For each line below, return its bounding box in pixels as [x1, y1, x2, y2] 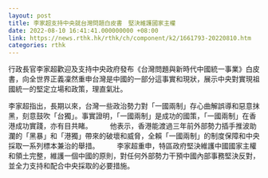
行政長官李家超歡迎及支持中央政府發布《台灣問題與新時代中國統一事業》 [8, 65, 246, 74]
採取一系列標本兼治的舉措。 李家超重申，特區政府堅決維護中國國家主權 [8, 141, 257, 151]
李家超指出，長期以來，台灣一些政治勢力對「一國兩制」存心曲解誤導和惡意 [8, 101, 253, 111]
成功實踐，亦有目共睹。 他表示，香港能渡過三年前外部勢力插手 [14, 121, 236, 131]
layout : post [8, 11, 52, 20]
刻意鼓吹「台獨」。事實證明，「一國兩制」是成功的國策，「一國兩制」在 [22, 111, 250, 121]
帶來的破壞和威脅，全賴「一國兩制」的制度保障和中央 [85, 131, 260, 140]
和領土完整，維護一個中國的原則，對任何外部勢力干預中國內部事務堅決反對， [8, 151, 260, 160]
